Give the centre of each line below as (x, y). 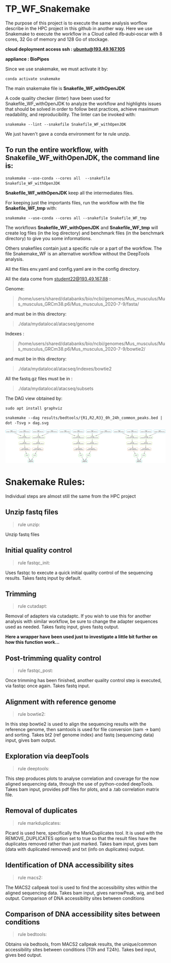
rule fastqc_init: (34, 563)
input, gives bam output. (31, 740)
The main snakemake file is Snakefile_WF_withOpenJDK (65, 88)
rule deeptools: (34, 768)
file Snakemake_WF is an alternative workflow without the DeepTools (78, 253)
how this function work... (33, 642)
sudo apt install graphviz (34, 408)
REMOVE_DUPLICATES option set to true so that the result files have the (81, 838)
